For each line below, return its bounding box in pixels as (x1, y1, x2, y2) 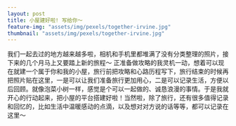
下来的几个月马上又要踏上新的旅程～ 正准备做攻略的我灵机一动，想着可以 (7, 59, 218, 67)
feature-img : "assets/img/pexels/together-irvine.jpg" (7, 23, 171, 30)
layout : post (7, 10, 46, 17)
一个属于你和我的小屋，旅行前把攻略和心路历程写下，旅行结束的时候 (25, 67, 223, 76)
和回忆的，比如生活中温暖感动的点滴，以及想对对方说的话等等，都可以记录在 (7, 102, 229, 111)
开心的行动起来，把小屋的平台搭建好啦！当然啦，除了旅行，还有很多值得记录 (7, 94, 229, 102)
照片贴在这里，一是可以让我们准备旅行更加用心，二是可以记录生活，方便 (13, 76, 223, 85)
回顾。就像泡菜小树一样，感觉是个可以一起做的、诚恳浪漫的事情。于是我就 (13, 85, 229, 93)
